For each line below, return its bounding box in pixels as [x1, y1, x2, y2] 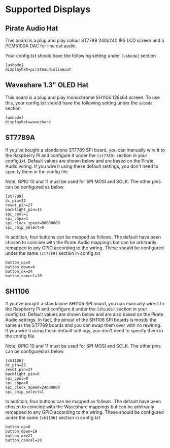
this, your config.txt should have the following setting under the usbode [5, 99, 153, 106]
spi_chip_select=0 [5, 225, 44, 230]
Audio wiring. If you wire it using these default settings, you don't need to [5, 163, 159, 169]
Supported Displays [5, 4, 91, 15]
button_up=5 [5, 260, 30, 265]
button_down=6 [5, 264, 36, 270]
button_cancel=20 [5, 438, 42, 443]
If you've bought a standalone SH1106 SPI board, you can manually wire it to [5, 301, 164, 307]
